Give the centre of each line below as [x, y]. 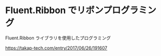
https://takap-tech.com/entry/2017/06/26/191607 [56, 48]
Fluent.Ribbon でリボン [54, 10]
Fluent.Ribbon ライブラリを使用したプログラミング [58, 38]
